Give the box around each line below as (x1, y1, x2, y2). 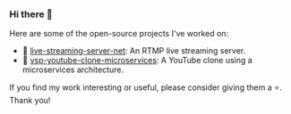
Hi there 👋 (9, 8, 54, 20)
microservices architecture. (21, 64, 124, 75)
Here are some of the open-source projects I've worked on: (9, 28, 229, 39)
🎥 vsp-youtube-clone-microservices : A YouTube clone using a (21, 55, 252, 66)
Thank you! (9, 95, 51, 106)
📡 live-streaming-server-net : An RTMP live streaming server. (21, 45, 246, 56)
